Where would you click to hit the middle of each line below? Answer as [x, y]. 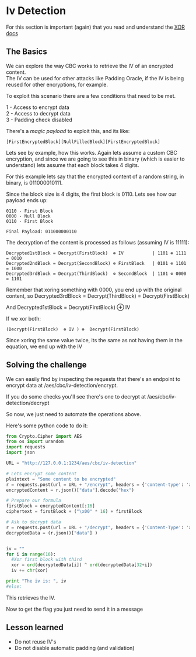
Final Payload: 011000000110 [41, 232]
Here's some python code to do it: [47, 425]
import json [20, 452]
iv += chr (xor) [30, 571]
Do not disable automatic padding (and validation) [74, 648]
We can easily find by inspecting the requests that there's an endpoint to [93, 379]
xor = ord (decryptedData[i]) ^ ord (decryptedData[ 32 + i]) [82, 565]
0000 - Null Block [28, 216]
